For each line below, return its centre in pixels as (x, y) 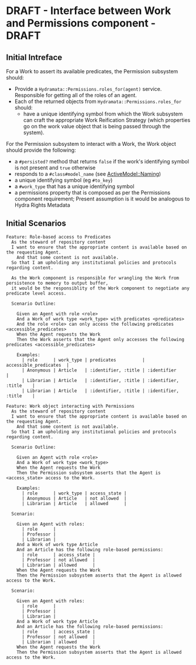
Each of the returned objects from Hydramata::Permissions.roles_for (98, 101)
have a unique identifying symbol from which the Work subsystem (103, 114)
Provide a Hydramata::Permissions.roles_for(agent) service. (88, 89)
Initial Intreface (34, 57)
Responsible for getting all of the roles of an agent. (76, 95)
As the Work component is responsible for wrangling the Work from (95, 278)
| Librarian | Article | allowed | (74, 503)
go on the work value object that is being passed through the (97, 126)
